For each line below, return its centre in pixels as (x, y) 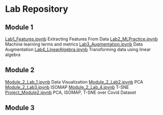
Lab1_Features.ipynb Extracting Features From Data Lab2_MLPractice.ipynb (81, 39)
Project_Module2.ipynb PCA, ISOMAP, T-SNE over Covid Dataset (71, 92)
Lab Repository (37, 9)
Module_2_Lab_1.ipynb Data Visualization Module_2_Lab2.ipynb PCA (74, 82)
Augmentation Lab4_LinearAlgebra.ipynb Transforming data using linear (78, 49)
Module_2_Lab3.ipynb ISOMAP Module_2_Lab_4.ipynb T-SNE (67, 87)
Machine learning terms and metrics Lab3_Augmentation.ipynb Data (74, 44)
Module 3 (20, 108)
